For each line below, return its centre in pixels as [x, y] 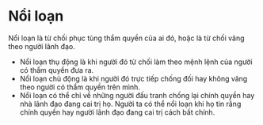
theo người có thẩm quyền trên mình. [80, 87]
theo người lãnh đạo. [42, 46]
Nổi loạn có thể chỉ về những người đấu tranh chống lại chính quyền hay [137, 95]
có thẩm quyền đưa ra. [57, 70]
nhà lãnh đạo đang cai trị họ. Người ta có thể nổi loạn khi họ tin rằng [130, 104]
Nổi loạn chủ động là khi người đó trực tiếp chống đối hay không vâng [133, 78]
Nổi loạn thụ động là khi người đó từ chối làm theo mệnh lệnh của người [136, 62]
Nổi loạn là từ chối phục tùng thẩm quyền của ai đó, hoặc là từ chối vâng [126, 38]
